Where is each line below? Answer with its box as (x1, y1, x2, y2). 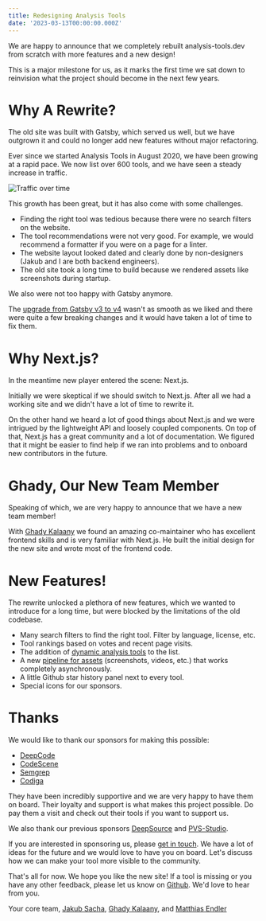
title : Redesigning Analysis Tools (8, 11, 126, 20)
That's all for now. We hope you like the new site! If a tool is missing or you (8, 872, 253, 881)
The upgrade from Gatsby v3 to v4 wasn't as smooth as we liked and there (8, 304, 253, 314)
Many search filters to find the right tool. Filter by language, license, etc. (19, 630, 256, 640)
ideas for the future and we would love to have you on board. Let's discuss (8, 848, 253, 857)
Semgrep (19, 767, 50, 777)
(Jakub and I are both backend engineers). (19, 256, 160, 267)
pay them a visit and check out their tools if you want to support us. (8, 809, 229, 818)
